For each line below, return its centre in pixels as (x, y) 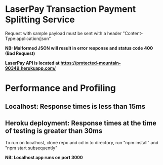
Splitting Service (40, 20)
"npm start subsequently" (31, 148)
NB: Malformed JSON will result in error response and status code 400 (79, 48)
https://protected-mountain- (91, 63)
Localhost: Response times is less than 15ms (75, 106)
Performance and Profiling (61, 88)
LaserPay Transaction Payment (70, 9)
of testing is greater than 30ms (54, 131)
